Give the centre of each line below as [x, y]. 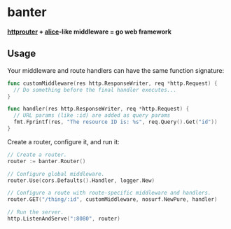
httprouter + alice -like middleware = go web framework [89, 32]
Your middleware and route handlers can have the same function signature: [116, 70]
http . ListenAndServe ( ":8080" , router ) [64, 218]
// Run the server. [36, 212]
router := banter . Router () [47, 161]
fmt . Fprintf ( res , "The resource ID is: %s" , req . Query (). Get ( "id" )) [115, 122]
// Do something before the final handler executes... [95, 90]
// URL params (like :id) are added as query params [92, 116]
